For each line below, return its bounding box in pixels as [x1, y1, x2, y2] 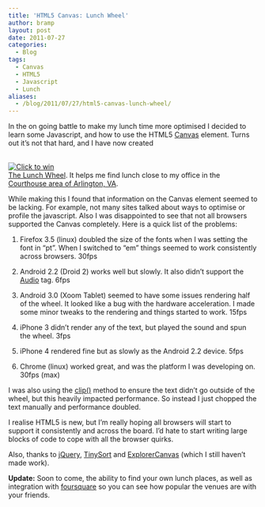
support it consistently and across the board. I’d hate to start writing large [8, 426, 248, 436]
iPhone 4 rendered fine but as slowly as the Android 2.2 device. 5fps [19, 346, 244, 356]
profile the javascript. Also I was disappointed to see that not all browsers [8, 211, 248, 221]
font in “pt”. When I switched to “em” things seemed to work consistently [19, 243, 257, 253]
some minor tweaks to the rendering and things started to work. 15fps [19, 308, 248, 317]
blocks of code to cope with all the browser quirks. [8, 434, 174, 444]
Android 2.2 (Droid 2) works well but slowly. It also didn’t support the [19, 267, 244, 277]
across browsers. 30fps [19, 252, 97, 261]
